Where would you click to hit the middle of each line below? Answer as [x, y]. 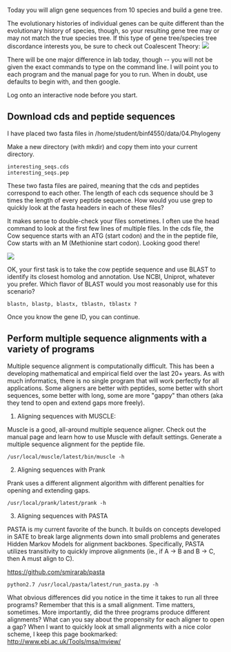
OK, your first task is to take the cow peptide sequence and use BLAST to [111, 269]
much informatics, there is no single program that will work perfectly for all [113, 381]
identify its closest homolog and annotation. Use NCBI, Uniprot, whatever [111, 276]
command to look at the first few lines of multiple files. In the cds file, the [110, 228]
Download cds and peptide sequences [91, 117]
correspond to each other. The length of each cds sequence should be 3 [110, 193]
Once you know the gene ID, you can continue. [73, 316]
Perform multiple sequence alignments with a [107, 339]
